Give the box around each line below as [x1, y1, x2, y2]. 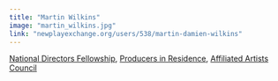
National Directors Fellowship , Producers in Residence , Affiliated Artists [9, 54, 269, 64]
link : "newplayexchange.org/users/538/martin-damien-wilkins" [9, 29, 243, 38]
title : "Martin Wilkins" [9, 12, 101, 22]
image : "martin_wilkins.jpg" [9, 21, 116, 30]
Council [9, 63, 37, 73]
